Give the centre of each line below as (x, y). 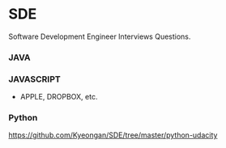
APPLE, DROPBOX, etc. (59, 97)
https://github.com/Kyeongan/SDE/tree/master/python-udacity (113, 135)
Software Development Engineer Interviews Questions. (100, 36)
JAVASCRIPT (34, 79)
